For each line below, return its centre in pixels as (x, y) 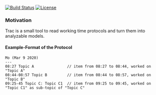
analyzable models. (25, 36)
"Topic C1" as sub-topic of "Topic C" (45, 88)
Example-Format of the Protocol (39, 47)
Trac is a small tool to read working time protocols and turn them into (75, 31)
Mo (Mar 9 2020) (22, 58)
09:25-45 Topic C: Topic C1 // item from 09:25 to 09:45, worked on (78, 83)
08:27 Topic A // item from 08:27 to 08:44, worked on (78, 66)
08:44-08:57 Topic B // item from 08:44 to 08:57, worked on (78, 75)
